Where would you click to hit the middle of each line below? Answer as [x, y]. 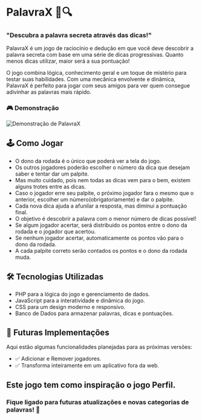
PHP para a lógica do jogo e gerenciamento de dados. [82, 294]
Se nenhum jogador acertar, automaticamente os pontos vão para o [99, 238]
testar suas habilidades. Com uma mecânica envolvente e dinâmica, [91, 79]
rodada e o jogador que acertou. [55, 231]
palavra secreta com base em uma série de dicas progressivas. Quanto [95, 55]
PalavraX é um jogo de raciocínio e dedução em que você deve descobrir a [100, 48]
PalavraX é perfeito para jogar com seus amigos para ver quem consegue [98, 86]
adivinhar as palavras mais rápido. [49, 92]
